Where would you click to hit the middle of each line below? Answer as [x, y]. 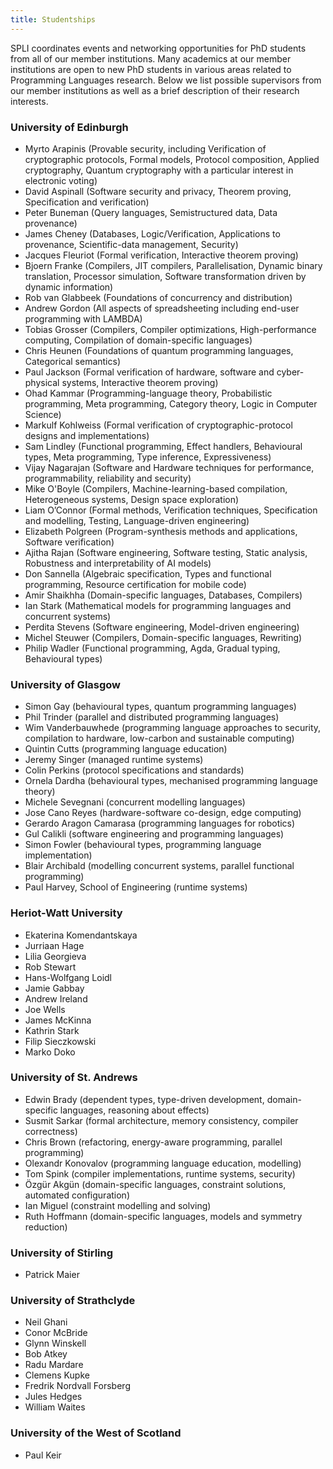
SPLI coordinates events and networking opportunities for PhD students [158, 48]
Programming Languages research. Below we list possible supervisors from [166, 80]
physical [42, 382]
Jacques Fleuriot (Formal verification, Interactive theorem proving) [161, 255]
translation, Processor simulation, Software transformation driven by [165, 276]
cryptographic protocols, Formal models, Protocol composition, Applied [172, 159]
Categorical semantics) [73, 361]
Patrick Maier [52, 1275]
